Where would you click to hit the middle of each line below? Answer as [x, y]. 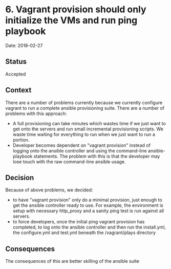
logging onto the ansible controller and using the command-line [80, 150]
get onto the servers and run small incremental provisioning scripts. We [88, 129]
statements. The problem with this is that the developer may [97, 156]
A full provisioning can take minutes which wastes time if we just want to [89, 123]
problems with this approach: [36, 113]
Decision [20, 177]
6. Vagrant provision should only [76, 9]
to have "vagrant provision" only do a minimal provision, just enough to [87, 200]
